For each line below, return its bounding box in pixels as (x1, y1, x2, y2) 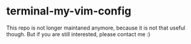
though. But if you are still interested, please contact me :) (6, 30, 151, 37)
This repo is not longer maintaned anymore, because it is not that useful (6, 24, 186, 31)
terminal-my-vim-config (6, 4, 132, 18)
